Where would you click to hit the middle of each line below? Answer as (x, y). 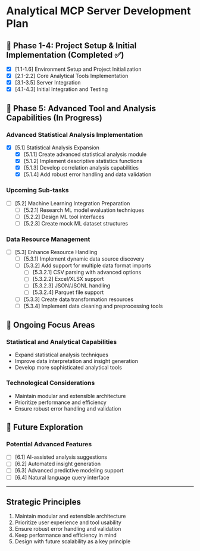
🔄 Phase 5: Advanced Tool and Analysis (81, 108)
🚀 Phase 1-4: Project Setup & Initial (71, 46)
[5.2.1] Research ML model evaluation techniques (84, 210)
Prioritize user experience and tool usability (68, 522)
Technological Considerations (51, 383)
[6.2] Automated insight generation (58, 464)
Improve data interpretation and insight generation (76, 361)
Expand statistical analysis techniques (62, 355)
